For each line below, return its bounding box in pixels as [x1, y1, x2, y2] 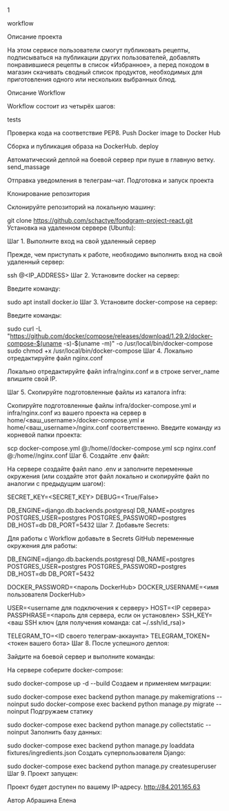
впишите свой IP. [7, 375, 57, 382]
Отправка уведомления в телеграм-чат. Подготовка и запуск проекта [7, 176, 214, 184]
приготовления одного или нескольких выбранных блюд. [7, 75, 177, 84]
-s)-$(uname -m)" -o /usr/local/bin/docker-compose [63, 340, 213, 347]
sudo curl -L [7, 324, 43, 333]
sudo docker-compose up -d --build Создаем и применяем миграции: [7, 679, 212, 687]
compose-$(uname [7, 340, 62, 347]
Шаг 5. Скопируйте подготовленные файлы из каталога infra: [7, 388, 187, 396]
